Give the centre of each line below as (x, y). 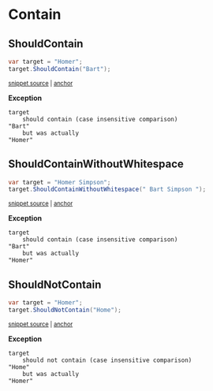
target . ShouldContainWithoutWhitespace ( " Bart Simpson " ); (107, 190)
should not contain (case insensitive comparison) (107, 360)
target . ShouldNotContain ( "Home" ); (65, 310)
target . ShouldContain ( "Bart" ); (60, 69)
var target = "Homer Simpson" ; (60, 182)
